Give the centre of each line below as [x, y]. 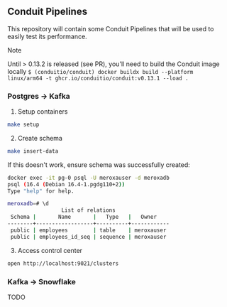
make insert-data [33, 151]
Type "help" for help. [41, 191]
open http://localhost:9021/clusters [63, 263]
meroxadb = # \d [28, 204]
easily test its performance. [47, 36]
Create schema [40, 138]
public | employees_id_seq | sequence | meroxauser [88, 237]
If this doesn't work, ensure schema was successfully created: [99, 165]
